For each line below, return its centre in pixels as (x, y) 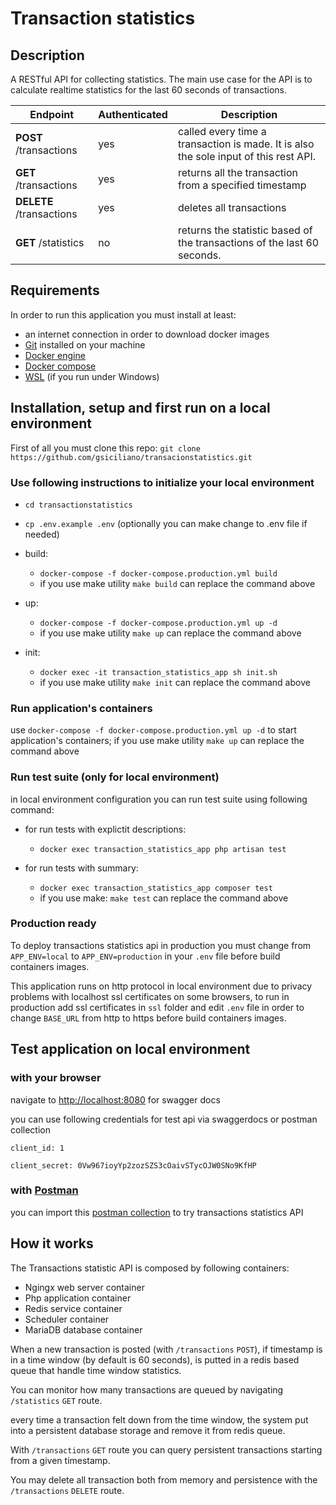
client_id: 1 (37, 1148)
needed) (42, 534)
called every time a (222, 131)
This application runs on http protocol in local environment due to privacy (161, 986)
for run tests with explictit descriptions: (105, 829)
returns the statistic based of (245, 230)
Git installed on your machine (85, 344)
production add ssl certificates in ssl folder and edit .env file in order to (157, 1007)
